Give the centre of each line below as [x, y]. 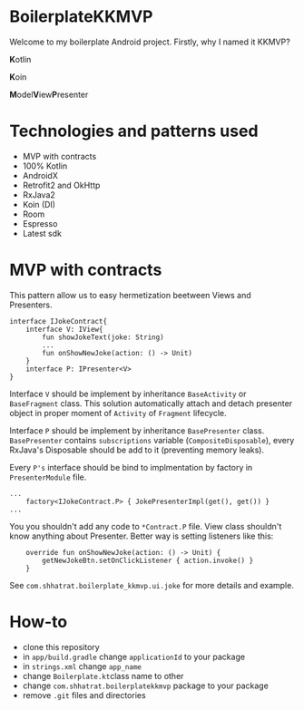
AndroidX [40, 175]
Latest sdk [42, 233]
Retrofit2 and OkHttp [61, 185]
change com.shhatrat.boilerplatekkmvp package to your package [146, 686]
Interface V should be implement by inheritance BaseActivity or [128, 394]
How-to [39, 622]
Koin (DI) [39, 204]
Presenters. [31, 305]
